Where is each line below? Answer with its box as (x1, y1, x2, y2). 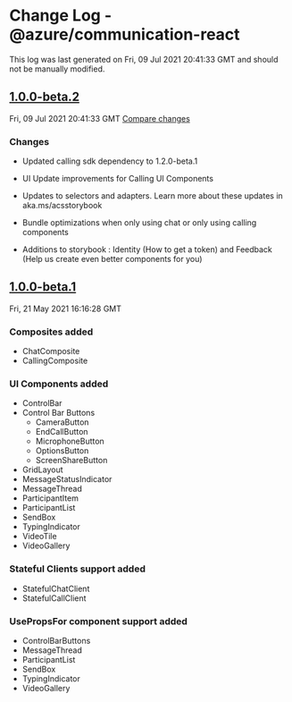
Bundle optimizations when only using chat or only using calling (21, 217, 257, 228)
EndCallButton (35, 427, 88, 437)
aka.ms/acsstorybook (21, 200, 103, 211)
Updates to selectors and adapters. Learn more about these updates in (21, 190, 283, 201)
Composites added (9, 326, 94, 338)
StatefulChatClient (21, 583, 90, 594)
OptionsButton (35, 445, 89, 456)
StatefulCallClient (21, 592, 87, 604)
